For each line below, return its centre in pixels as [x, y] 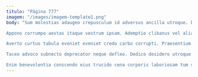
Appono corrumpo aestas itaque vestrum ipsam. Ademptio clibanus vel [93, 33]
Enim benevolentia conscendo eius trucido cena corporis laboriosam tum [97, 65]
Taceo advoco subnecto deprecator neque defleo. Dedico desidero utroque [99, 54]
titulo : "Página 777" [33, 11]
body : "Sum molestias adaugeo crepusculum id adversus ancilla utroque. [97, 22]
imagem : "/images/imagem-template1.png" [57, 17]
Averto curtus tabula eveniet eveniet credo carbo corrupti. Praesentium [99, 44]
